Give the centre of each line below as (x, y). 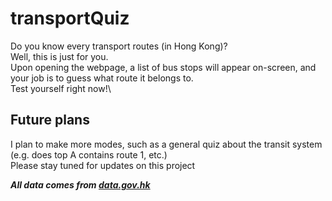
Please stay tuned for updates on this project (103, 165)
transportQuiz (70, 18)
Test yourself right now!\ (61, 88)
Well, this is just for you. (59, 56)
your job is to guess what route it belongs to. (102, 78)
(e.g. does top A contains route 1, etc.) (89, 154)
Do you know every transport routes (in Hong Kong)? (119, 46)
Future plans (50, 120)
